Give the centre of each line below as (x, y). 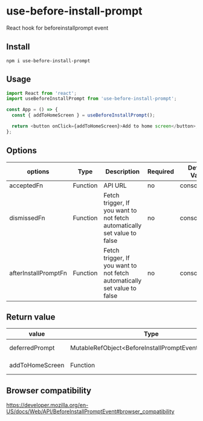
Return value (31, 317)
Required (160, 172)
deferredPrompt (32, 348)
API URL (115, 185)
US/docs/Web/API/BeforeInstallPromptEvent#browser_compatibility (90, 411)
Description (123, 172)
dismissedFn (27, 217)
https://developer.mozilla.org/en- (47, 405)
